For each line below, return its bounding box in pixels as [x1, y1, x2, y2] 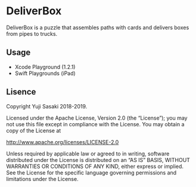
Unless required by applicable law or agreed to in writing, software [6, 150, 170, 157]
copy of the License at [6, 127, 61, 134]
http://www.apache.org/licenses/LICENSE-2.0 [6, 138, 119, 145]
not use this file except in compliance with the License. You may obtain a [6, 120, 185, 127]
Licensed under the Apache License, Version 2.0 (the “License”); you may [6, 114, 188, 121]
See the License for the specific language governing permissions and [6, 169, 177, 176]
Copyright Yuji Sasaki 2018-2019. [6, 102, 88, 110]
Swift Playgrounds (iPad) [14, 70, 76, 77]
